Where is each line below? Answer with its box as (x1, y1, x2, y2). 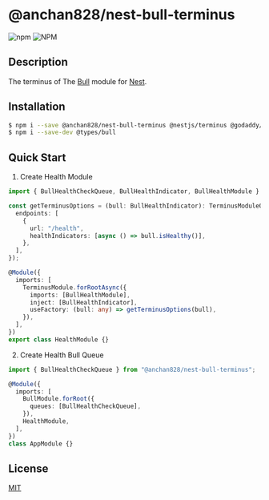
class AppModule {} (8, 439, 74, 448)
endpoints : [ (15, 209, 59, 217)
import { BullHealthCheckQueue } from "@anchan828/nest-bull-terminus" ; (8, 365, 256, 373)
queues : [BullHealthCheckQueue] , (29, 402, 142, 410)
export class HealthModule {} (8, 335, 110, 344)
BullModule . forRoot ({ (22, 395, 94, 403)
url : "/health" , (29, 224, 84, 232)
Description (8, 55, 68, 69)
